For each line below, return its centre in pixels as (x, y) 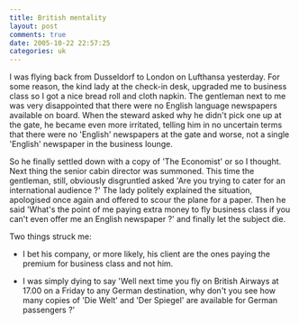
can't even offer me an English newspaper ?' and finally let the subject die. (148, 219)
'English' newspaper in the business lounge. (91, 144)
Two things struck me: (50, 236)
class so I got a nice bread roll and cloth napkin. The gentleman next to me (148, 97)
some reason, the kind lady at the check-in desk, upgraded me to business (148, 87)
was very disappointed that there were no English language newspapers (143, 106)
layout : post (34, 26)
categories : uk (38, 51)
